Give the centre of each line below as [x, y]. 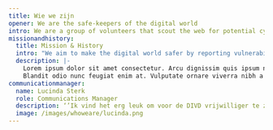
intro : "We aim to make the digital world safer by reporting [123, 53]
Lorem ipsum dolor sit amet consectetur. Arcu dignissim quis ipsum [141, 69]
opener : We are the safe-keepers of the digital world [103, 23]
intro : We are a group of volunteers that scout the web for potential [132, 31]
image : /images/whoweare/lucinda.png [80, 114]
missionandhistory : [41, 38]
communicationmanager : [47, 83]
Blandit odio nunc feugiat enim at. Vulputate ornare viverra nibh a [143, 76]
